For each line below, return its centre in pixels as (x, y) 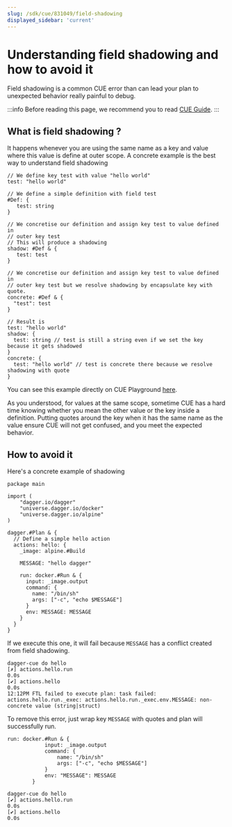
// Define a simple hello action (62, 539)
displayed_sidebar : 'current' (51, 20)
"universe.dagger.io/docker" (62, 509)
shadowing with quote (39, 371)
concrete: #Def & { (35, 298)
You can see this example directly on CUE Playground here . (92, 390)
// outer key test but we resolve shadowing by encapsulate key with (110, 285)
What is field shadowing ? (64, 131)
